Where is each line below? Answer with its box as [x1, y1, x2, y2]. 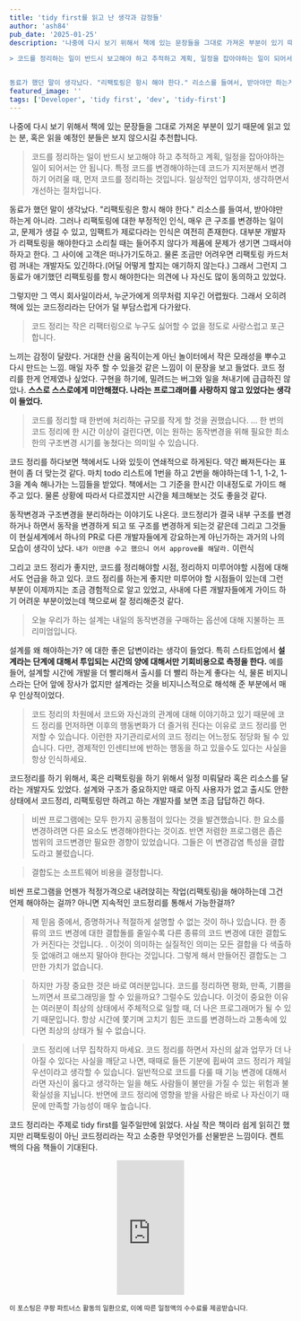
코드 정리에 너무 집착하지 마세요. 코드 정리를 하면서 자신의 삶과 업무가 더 [30, 1044, 282, 1054]
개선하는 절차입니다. [30, 185, 101, 196]
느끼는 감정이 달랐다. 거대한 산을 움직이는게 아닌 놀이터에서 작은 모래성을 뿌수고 [9, 351, 287, 362]
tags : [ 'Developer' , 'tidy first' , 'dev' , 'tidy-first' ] [9, 95, 227, 104]
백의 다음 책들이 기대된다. [9, 1142, 99, 1152]
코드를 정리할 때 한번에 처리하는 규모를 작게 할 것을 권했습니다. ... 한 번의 [30, 415, 284, 425]
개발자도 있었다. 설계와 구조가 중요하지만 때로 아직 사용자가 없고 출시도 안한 [25, 783, 289, 794]
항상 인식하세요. [30, 753, 87, 764]
